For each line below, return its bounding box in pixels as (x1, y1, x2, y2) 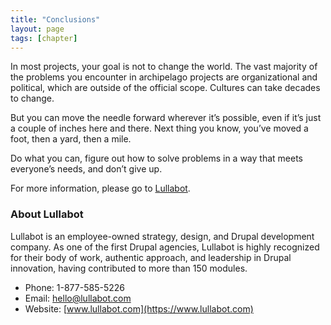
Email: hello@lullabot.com (24, 292, 132, 304)
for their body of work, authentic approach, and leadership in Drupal (10, 251, 292, 263)
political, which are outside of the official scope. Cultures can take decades (10, 82, 321, 94)
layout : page (10, 24, 65, 34)
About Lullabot (10, 207, 84, 221)
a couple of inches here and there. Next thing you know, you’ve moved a (10, 122, 309, 135)
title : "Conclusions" (10, 14, 101, 25)
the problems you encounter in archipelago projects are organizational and (10, 71, 318, 83)
